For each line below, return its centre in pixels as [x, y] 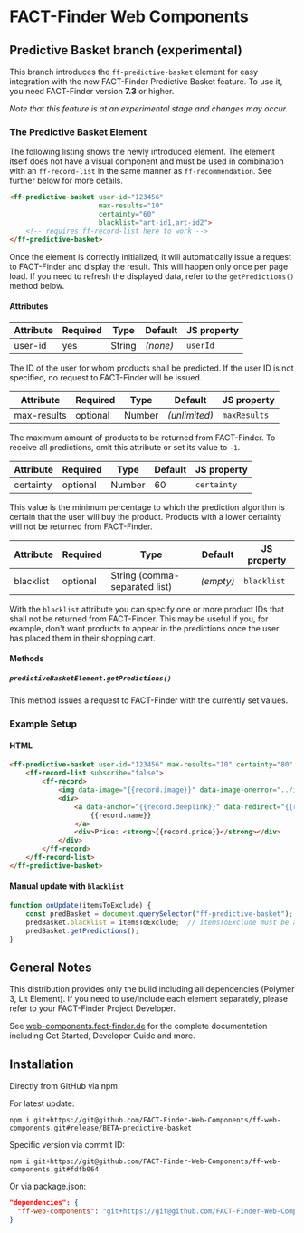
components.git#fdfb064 [54, 1170]
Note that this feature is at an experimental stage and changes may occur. [148, 109]
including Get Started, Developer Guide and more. [103, 1036]
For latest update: [42, 1103]
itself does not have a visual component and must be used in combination [147, 161]
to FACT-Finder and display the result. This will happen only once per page [149, 266]
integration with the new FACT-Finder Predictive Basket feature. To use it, [146, 82]
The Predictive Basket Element [78, 131]
